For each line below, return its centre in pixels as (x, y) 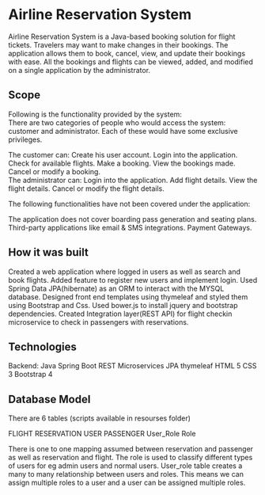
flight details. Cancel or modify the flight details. (86, 188)
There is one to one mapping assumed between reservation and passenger (131, 449)
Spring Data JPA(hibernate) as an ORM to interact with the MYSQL (116, 288)
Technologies (43, 346)
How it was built (48, 252)
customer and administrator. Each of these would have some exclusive (123, 131)
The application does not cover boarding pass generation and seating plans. (132, 219)
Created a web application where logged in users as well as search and (125, 272)
